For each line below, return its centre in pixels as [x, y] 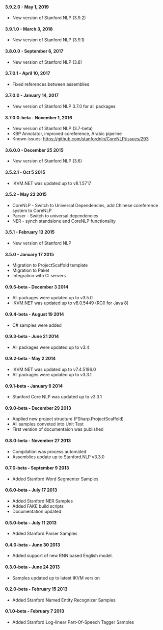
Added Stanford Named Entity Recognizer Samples [64, 600]
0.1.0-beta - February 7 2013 [35, 611]
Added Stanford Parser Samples [45, 534]
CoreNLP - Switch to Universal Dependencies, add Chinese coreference [85, 205]
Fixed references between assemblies [51, 84]
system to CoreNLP [32, 210]
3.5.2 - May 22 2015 [26, 194]
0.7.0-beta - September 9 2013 [37, 468]
